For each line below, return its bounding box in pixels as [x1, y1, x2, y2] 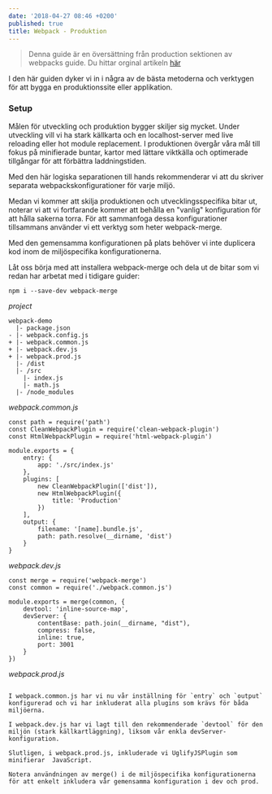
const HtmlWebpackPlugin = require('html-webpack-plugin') [8, 432, 213, 441]
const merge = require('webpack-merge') [8, 576, 148, 585]
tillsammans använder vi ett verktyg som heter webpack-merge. [8, 222, 222, 232]
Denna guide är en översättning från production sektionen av [28, 50, 233, 59]
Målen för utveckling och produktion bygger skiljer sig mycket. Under [8, 121, 240, 131]
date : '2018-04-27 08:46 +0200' [8, 11, 118, 20]
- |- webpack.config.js [8, 331, 89, 339]
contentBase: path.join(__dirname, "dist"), [37, 619, 191, 627]
